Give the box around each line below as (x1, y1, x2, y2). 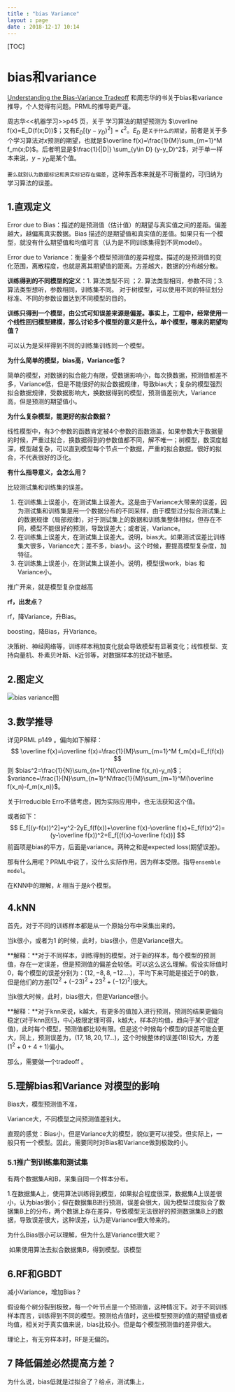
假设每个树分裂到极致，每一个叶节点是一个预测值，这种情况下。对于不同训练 (7, 1302, 228, 1312)
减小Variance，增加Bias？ (7, 1288, 82, 1296)
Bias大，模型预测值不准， (7, 1100, 81, 1108)
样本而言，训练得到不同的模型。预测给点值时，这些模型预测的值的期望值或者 (7, 1312, 228, 1320)
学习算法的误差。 (7, 178, 57, 187)
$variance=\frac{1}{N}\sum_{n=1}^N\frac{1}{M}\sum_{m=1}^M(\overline (7, 774, 214, 782)
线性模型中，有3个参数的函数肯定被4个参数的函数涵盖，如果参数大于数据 (7, 427, 218, 436)
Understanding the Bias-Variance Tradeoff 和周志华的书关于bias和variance (7, 94, 223, 102)
